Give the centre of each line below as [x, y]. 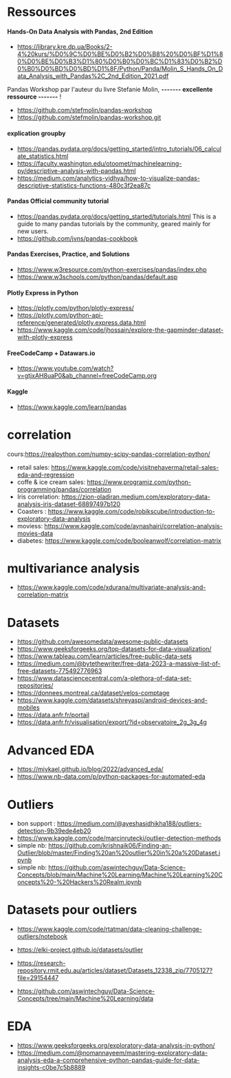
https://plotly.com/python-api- [60, 315]
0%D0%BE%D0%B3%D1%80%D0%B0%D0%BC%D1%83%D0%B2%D [120, 61]
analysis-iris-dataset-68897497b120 [69, 503]
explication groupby [36, 133]
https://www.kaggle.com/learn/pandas [72, 407]
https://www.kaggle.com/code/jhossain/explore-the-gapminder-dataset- [120, 330]
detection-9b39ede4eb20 [54, 831]
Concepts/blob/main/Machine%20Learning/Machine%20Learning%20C [120, 875]
